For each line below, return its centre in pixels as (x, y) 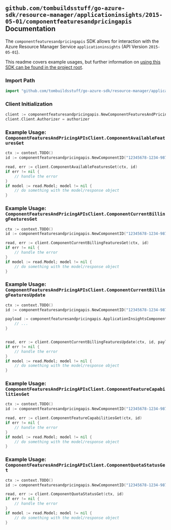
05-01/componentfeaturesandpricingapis (69, 22)
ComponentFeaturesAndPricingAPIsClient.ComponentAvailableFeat (85, 138)
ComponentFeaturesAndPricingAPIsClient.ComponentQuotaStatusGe (85, 465)
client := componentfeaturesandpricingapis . (53, 114)
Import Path (20, 80)
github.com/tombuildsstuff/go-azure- (65, 8)
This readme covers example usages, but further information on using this (83, 62)
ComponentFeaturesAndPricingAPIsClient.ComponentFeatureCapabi (85, 389)
